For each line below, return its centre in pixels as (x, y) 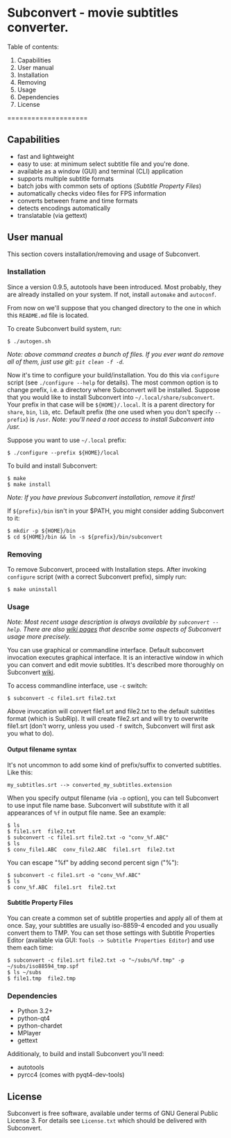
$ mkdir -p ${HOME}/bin (42, 531)
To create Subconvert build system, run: (65, 328)
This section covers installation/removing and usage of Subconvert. (104, 254)
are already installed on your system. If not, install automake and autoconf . (112, 294)
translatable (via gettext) (52, 215)
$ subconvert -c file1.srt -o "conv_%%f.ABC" (74, 875)
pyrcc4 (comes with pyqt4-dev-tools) (71, 1075)
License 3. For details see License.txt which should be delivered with (107, 1120)
